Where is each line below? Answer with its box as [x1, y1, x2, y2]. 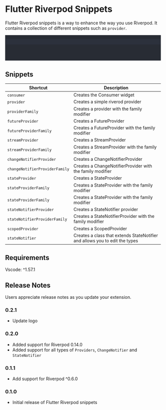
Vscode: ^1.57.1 [5, 267, 36, 273]
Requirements [5, 253, 49, 262]
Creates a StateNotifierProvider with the [73, 213, 155, 219]
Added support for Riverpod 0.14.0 [12, 342, 83, 347]
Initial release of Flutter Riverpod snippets [12, 400, 97, 406]
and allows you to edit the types [73, 237, 138, 244]
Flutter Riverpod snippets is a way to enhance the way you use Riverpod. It [5, 20, 158, 26]
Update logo [12, 318, 38, 324]
